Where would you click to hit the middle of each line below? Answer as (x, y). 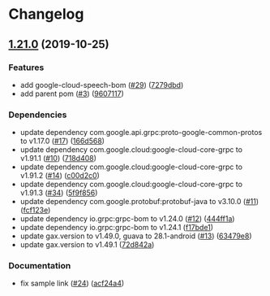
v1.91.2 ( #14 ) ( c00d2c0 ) (60, 176)
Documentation (40, 266)
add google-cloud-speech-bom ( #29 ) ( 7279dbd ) (102, 85)
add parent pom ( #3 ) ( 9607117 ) (72, 94)
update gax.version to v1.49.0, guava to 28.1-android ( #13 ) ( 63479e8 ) (136, 236)
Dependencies (38, 115)
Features (26, 67)
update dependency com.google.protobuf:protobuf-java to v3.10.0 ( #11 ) (139, 202)
